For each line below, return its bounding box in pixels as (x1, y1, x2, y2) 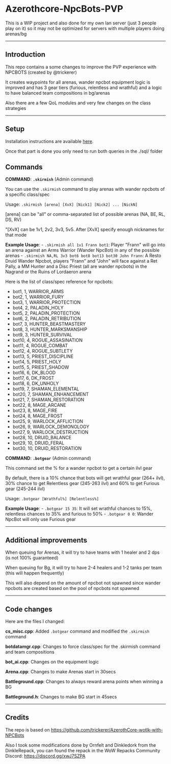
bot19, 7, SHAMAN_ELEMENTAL (12, 386, 80, 392)
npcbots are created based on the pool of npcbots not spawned (5, 585, 139, 591)
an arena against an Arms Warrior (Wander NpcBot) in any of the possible (5, 247, 160, 253)
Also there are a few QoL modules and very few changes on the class (5, 100, 151, 106)
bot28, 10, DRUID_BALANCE (12, 435, 72, 441)
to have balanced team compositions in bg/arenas (5, 90, 110, 96)
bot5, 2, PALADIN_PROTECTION (12, 310, 80, 316)
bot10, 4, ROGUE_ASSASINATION (12, 337, 83, 344)
